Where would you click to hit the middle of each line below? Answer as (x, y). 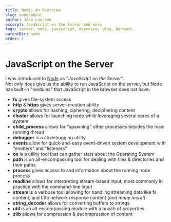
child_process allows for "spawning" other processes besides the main (89, 126)
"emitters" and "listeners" (40, 148)
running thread (28, 132)
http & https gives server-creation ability (56, 105)
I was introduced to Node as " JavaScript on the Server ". (65, 78)
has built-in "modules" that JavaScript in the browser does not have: (78, 89)
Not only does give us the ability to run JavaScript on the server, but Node (84, 84)
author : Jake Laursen (28, 20)
